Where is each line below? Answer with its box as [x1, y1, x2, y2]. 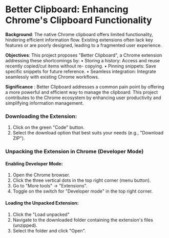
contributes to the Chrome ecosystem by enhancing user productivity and [5, 94, 161, 101]
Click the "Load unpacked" [12, 211, 70, 218]
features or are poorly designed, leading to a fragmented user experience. [5, 42, 162, 48]
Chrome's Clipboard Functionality [5, 14, 152, 26]
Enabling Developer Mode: [5, 160, 63, 166]
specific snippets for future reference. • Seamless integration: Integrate [5, 68, 156, 75]
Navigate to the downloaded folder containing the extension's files [12, 217, 154, 223]
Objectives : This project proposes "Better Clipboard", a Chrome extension [5, 52, 162, 58]
